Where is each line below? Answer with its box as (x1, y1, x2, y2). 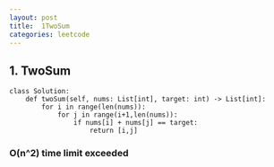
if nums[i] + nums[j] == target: (73, 119, 199, 127)
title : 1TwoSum (9, 22, 70, 31)
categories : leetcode (9, 30, 90, 39)
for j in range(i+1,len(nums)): (56, 110, 178, 119)
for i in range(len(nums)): (41, 102, 146, 112)
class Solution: (9, 87, 70, 96)
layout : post (9, 13, 58, 22)
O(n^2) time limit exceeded (9, 147, 129, 160)
